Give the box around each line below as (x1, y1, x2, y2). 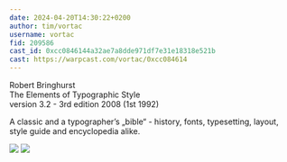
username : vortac (9, 30, 75, 39)
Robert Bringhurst (9, 80, 76, 90)
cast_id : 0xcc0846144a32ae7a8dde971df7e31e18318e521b (9, 47, 217, 56)
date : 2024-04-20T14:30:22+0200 (9, 13, 131, 22)
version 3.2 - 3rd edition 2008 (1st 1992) (9, 99, 160, 109)
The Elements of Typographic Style (9, 89, 141, 100)
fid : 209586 (9, 38, 54, 48)
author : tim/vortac (9, 22, 83, 31)
